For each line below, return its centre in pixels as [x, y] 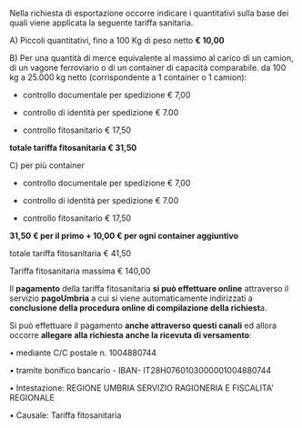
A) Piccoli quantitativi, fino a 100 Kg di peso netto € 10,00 [117, 40]
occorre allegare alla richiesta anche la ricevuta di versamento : [131, 335]
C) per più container [47, 165]
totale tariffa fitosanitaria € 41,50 [70, 253]
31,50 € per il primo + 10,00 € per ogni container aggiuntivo [124, 236]
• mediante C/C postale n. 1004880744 [83, 353]
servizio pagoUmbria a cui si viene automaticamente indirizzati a [131, 298]
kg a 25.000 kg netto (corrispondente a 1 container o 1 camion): [128, 77]
